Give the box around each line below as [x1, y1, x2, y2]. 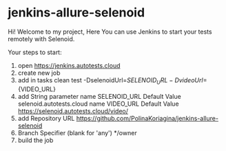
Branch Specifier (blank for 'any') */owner [17, 128, 137, 137]
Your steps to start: [8, 48, 62, 56]
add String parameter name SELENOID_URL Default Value [17, 92, 181, 100]
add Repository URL [17, 114, 75, 122]
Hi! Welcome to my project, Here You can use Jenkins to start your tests [8, 27, 212, 36]
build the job [17, 136, 54, 144]
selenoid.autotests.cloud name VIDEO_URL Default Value [17, 100, 179, 108]
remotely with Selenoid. [8, 34, 75, 43]
